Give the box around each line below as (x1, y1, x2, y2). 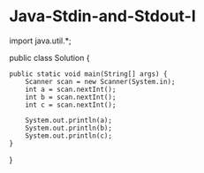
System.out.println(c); (25, 131, 113, 140)
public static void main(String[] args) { (9, 69, 168, 79)
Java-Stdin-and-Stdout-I (9, 6, 196, 26)
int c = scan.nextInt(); (25, 100, 117, 109)
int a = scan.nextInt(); (25, 85, 117, 94)
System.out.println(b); (25, 124, 113, 132)
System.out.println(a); (25, 116, 113, 124)
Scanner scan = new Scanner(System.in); (25, 77, 176, 86)
